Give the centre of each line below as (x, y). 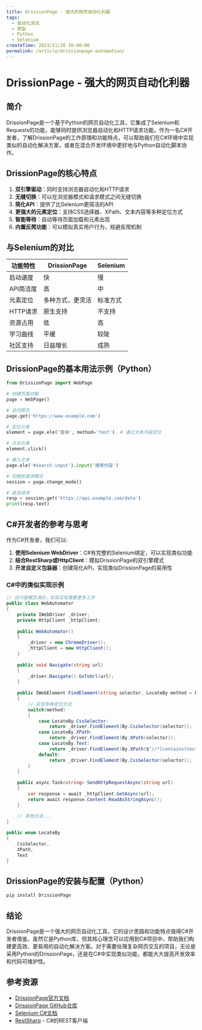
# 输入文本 (18, 460)
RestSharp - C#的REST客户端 (51, 1020)
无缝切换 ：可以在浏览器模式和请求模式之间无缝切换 (78, 196)
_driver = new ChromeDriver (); (67, 642)
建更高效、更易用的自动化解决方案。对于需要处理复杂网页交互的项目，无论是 (101, 946)
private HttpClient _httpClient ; (59, 620)
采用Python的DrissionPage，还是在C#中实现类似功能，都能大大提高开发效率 (101, 953)
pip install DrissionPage (38, 896)
